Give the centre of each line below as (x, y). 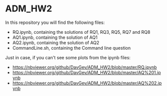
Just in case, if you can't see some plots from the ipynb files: (68, 57)
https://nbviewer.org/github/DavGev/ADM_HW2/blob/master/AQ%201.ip (86, 72)
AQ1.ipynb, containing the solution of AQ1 (55, 37)
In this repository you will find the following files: (55, 22)
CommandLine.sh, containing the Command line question (71, 48)
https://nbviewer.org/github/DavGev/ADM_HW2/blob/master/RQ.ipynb (84, 67)
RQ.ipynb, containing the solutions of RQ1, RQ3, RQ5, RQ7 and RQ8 (81, 32)
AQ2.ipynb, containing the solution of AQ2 (56, 42)
